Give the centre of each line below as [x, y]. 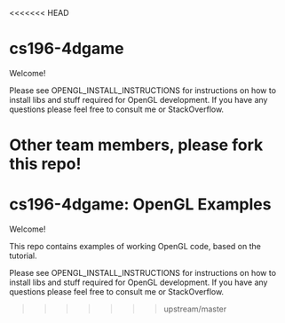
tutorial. [23, 256]
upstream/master [195, 309]
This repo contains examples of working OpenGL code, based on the [135, 247]
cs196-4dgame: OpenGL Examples [140, 205]
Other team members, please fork [136, 145]
